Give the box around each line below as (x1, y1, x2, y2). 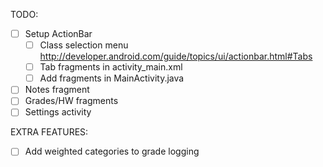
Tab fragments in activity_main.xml (39, 61, 183, 73)
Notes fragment (24, 84, 90, 96)
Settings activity (24, 106, 92, 118)
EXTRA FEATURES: (10, 126, 89, 138)
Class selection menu (39, 39, 129, 51)
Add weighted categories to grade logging (24, 145, 200, 158)
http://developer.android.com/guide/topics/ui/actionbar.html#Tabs (39, 50, 313, 63)
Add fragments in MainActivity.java (39, 72, 185, 84)
